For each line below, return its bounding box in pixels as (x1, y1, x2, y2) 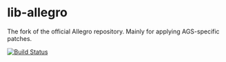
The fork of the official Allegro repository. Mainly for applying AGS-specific (7, 27, 220, 35)
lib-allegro (7, 5, 68, 20)
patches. (7, 34, 32, 42)
